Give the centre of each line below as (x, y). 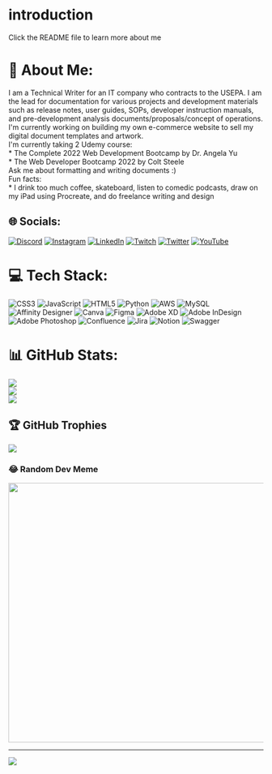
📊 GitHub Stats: (64, 355)
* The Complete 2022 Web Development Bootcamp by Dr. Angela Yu (123, 153)
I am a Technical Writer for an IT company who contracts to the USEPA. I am (135, 92)
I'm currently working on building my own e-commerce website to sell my (131, 127)
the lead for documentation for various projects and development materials (134, 101)
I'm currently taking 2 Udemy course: (70, 144)
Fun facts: (25, 178)
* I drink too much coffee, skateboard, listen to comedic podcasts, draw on (133, 187)
